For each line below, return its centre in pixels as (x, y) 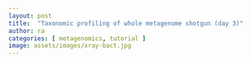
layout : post (30, 16)
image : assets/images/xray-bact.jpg (70, 46)
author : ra (27, 31)
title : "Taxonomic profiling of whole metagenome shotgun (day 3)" (126, 23)
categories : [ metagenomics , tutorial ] (77, 38)
